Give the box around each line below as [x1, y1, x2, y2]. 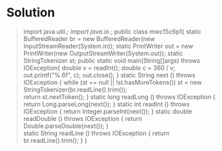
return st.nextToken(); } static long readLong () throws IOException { [23, 92, 216, 100]
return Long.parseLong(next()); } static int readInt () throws [23, 100, 190, 108]
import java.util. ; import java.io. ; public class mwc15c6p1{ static [23, 27, 201, 36]
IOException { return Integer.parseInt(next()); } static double [23, 107, 193, 115]
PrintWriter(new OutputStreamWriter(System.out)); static [23, 49, 183, 57]
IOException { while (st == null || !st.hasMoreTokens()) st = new [23, 78, 203, 86]
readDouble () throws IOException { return [23, 114, 143, 122]
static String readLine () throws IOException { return [23, 128, 170, 137]
